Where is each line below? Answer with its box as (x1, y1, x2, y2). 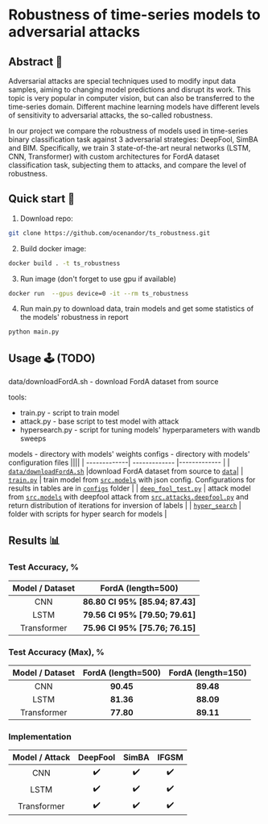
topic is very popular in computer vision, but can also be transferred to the (8, 93, 255, 102)
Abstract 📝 (8, 55, 63, 68)
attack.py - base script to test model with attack (19, 416, 179, 426)
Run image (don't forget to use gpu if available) (19, 274, 177, 284)
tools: (8, 392, 27, 402)
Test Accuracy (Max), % (8, 646, 105, 657)
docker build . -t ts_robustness (8, 259, 121, 267)
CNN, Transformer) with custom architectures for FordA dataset (8, 151, 220, 161)
